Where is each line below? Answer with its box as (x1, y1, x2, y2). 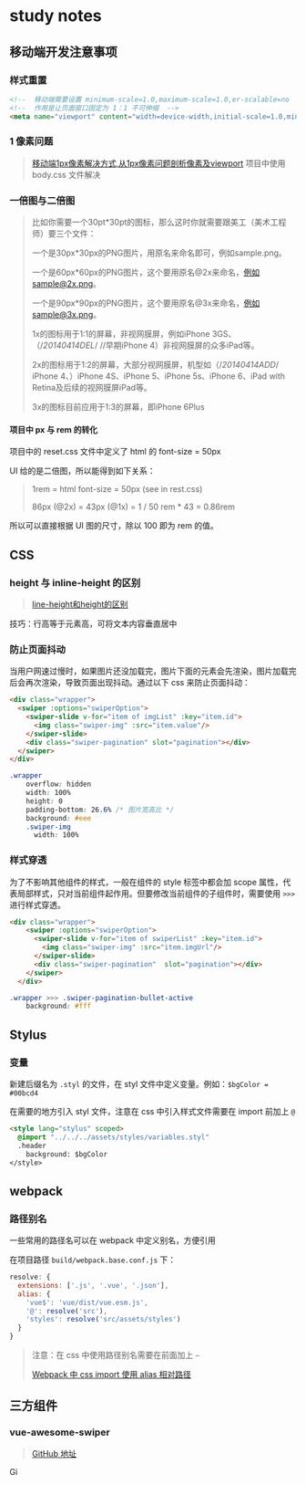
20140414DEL (42, 340, 96, 351)
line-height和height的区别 (31, 599, 129, 610)
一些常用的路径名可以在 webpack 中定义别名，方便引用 (9, 1235, 217, 1246)
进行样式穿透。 (9, 899, 66, 910)
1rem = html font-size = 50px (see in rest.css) (31, 484, 203, 495)
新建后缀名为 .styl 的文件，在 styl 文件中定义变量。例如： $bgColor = (9, 1079, 269, 1090)
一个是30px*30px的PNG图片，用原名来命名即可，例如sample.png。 (31, 247, 287, 258)
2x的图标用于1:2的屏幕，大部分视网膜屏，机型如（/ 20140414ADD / (31, 360, 280, 371)
